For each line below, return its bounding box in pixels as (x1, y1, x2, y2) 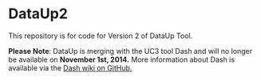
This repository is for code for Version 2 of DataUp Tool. (8, 31, 193, 40)
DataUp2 (8, 5, 68, 23)
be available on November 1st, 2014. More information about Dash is (8, 55, 235, 64)
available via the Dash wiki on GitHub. (8, 63, 132, 72)
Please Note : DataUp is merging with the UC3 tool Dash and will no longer (8, 46, 253, 55)
